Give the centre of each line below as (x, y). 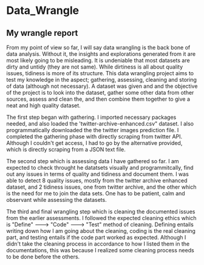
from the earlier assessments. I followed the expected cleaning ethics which (101, 218)
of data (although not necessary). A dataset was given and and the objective (102, 86)
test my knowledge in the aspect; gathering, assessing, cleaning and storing (102, 80)
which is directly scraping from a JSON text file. (66, 149)
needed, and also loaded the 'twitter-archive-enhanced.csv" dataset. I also (100, 124)
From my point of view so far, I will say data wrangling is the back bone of (98, 47)
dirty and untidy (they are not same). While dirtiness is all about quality (95, 67)
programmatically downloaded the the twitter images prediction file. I (93, 130)
